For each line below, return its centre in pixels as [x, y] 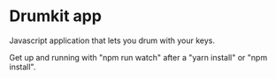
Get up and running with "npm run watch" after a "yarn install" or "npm [138, 57]
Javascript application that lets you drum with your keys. [112, 40]
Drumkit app [55, 16]
